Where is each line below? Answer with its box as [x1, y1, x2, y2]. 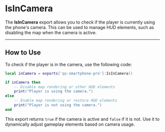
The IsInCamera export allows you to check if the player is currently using [5, 19, 155, 25]
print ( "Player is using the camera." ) [14, 89, 93, 94]
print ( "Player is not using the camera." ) [14, 103, 102, 107]
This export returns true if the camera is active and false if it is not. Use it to [5, 116, 160, 122]
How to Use [5, 49, 41, 57]
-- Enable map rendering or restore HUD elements [14, 98, 118, 103]
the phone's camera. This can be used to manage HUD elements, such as [5, 24, 154, 30]
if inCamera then [5, 79, 41, 85]
